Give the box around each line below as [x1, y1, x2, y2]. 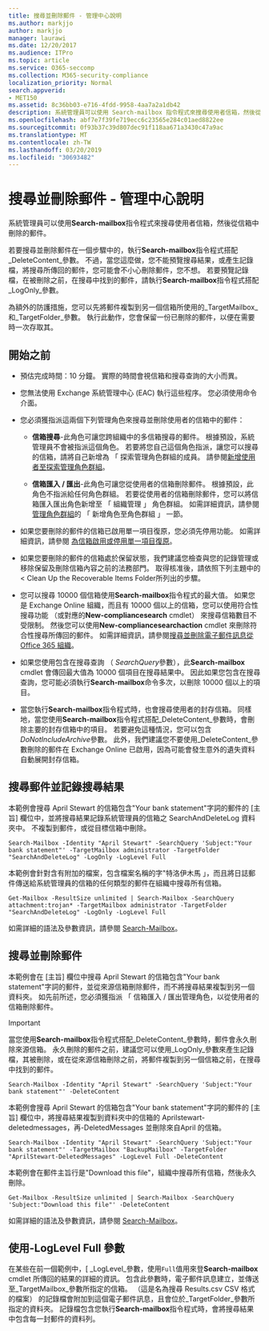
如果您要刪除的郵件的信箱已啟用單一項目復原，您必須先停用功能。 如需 [19, 526, 254, 535]
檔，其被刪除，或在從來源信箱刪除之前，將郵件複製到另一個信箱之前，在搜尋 [8, 1055, 261, 1064]
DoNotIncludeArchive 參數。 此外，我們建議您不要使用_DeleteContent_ [19, 735, 252, 744]
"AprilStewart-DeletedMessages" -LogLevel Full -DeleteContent [8, 1152, 224, 1160]
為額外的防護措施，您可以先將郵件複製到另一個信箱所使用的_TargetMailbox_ [8, 302, 259, 313]
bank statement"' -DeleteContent [8, 1087, 120, 1095]
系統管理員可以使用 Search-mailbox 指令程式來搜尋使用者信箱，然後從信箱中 [8, 218, 259, 228]
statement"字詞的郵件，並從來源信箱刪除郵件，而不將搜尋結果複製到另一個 [8, 982, 255, 991]
